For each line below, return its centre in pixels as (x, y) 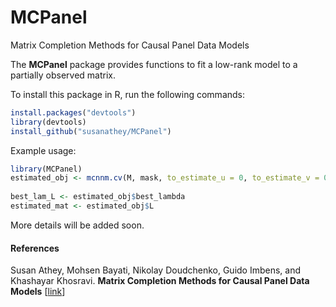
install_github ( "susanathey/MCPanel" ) (91, 131)
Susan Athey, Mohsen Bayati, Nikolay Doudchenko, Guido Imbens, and (156, 270)
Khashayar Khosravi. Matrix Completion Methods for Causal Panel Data (160, 281)
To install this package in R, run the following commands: (128, 94)
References (35, 248)
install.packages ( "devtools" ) (73, 112)
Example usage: (43, 150)
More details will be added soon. (77, 225)
